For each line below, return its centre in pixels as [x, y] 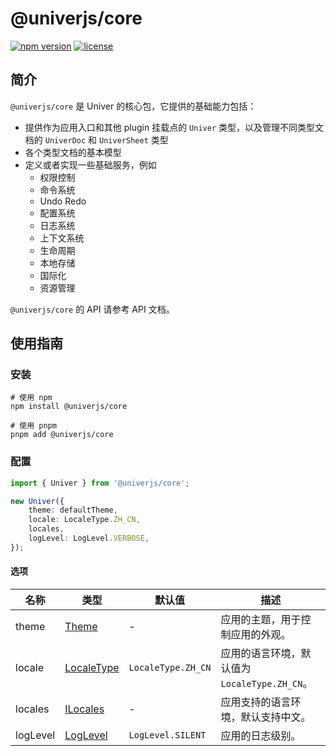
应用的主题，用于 [261, 620]
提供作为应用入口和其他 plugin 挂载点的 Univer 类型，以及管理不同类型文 [174, 127]
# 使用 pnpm [33, 426]
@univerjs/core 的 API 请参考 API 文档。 [92, 309]
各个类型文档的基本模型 [73, 152]
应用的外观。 [261, 635]
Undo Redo [63, 201]
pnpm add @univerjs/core [62, 435]
